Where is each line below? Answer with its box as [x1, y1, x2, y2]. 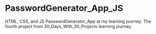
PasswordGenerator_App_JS [5, 3, 124, 14]
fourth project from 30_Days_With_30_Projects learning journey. [5, 23, 132, 29]
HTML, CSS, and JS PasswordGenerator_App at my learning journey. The [5, 18, 152, 24]
